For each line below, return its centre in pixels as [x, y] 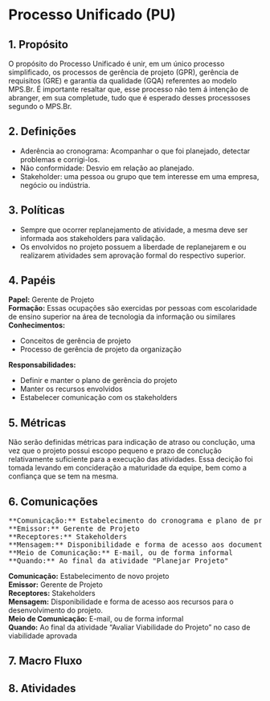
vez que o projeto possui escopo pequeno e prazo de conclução [115, 450]
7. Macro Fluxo [45, 661]
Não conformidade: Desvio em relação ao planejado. [107, 168]
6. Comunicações [53, 501]
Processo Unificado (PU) [92, 15]
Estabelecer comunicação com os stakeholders [98, 397]
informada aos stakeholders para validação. [92, 238]
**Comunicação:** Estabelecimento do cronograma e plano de [129, 521]
